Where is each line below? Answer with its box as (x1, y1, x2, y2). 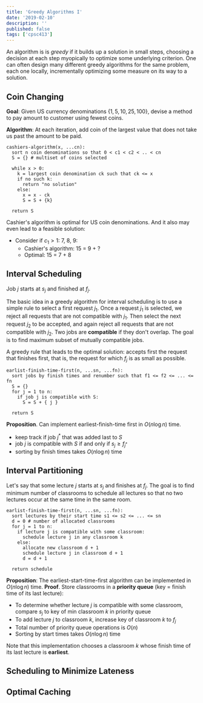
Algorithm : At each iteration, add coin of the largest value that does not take (6, 126, 197, 133)
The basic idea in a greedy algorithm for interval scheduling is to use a (6, 298, 182, 306)
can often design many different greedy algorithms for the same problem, (6, 61, 190, 69)
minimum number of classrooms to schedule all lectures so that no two (6, 490, 184, 497)
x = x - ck (22, 192, 50, 198)
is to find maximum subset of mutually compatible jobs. (6, 336, 144, 343)
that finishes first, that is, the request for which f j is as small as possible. (6, 354, 186, 363)
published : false (6, 26, 50, 32)
